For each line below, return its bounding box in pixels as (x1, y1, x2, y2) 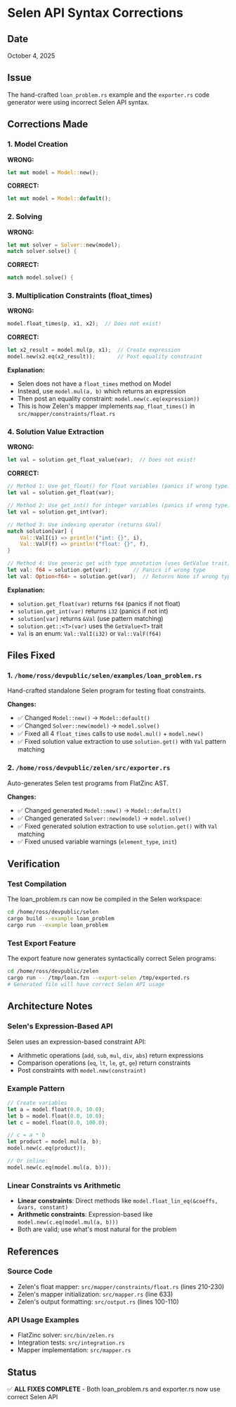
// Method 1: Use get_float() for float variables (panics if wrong (7, 483, 212, 490)
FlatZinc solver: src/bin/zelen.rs (17, 1331, 114, 1340)
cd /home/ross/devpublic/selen (7, 908, 99, 916)
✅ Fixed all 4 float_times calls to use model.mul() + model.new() (17, 729, 204, 738)
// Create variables (7, 1099, 68, 1106)
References (7, 1245, 59, 1257)
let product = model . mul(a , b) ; (7, 1138, 102, 1146)
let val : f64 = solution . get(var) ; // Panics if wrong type (7, 567, 206, 574)
